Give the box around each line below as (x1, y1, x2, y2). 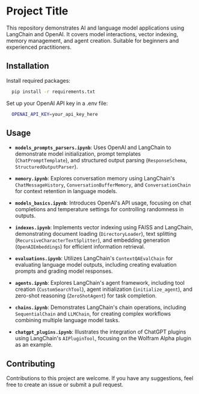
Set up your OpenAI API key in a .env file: (6, 100, 108, 107)
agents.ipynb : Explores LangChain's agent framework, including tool (14, 279, 185, 287)
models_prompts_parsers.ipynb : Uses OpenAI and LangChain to (14, 144, 171, 151)
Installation (6, 61, 49, 71)
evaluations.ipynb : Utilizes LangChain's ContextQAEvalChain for (14, 255, 173, 262)
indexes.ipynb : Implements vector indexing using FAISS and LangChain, (14, 224, 194, 231)
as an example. (14, 341, 53, 348)
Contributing (6, 358, 55, 369)
